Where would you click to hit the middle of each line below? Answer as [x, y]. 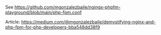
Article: [13, 22]
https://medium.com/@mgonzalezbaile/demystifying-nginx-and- [88, 22]
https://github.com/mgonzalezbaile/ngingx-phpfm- [68, 7]
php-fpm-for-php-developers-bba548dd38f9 [52, 27]
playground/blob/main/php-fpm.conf [43, 12]
